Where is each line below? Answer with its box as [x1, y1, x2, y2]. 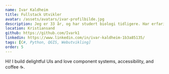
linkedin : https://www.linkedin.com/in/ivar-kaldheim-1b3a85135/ [5, 35, 145, 40]
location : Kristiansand [5, 26, 55, 31]
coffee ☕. [5, 63, 25, 70]
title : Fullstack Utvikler [5, 12, 62, 17]
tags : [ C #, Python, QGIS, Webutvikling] [5, 40, 92, 45]
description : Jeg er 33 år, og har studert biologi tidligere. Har [5, 21, 150, 26]
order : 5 [5, 44, 24, 49]
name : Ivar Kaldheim [5, 7, 49, 12]
